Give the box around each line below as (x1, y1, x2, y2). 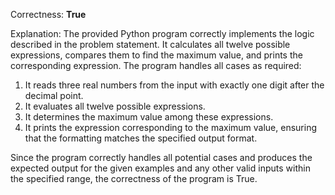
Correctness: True (10, 9, 87, 20)
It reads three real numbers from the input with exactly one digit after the (24, 79, 325, 91)
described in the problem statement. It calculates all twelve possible (10, 39, 291, 50)
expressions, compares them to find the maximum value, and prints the (10, 49, 303, 61)
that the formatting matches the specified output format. (24, 132, 258, 144)
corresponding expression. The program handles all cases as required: (10, 60, 302, 71)
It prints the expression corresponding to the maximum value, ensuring (24, 122, 318, 133)
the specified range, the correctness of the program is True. (10, 173, 258, 184)
